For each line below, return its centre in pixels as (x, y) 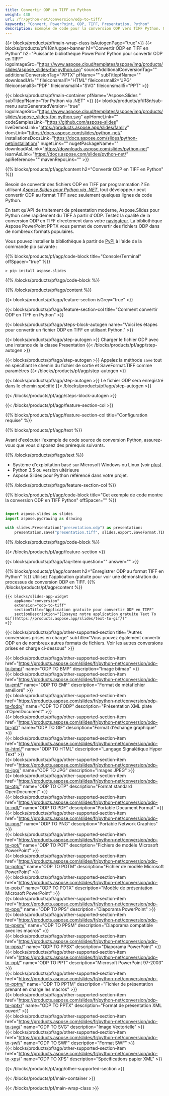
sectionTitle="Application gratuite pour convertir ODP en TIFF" (84, 610)
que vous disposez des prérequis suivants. (61, 445)
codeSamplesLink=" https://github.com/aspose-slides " (62, 122)
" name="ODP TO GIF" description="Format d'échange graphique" (88, 727)
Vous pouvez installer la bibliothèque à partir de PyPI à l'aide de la (74, 241)
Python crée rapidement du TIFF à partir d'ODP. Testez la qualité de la (78, 216)
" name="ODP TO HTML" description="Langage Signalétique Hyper (92, 749)
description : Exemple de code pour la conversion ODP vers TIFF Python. (83, 29)
